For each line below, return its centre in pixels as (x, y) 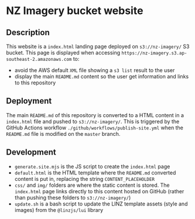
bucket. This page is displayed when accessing (63, 53)
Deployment (29, 101)
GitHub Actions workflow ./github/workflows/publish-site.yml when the (95, 128)
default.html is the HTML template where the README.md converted (95, 172)
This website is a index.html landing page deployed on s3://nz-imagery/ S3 (98, 46)
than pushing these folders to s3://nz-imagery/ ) (73, 197)
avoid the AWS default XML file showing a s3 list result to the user (95, 70)
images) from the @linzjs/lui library (59, 210)
